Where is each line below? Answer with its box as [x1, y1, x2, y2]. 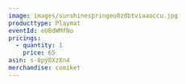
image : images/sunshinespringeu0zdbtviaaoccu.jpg [8, 11, 179, 20]
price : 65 [23, 49, 56, 57]
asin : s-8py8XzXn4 [8, 57, 70, 65]
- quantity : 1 [15, 42, 63, 50]
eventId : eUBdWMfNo [8, 26, 74, 34]
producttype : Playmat [8, 19, 81, 27]
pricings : [8, 34, 42, 42]
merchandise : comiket [8, 64, 81, 72]
